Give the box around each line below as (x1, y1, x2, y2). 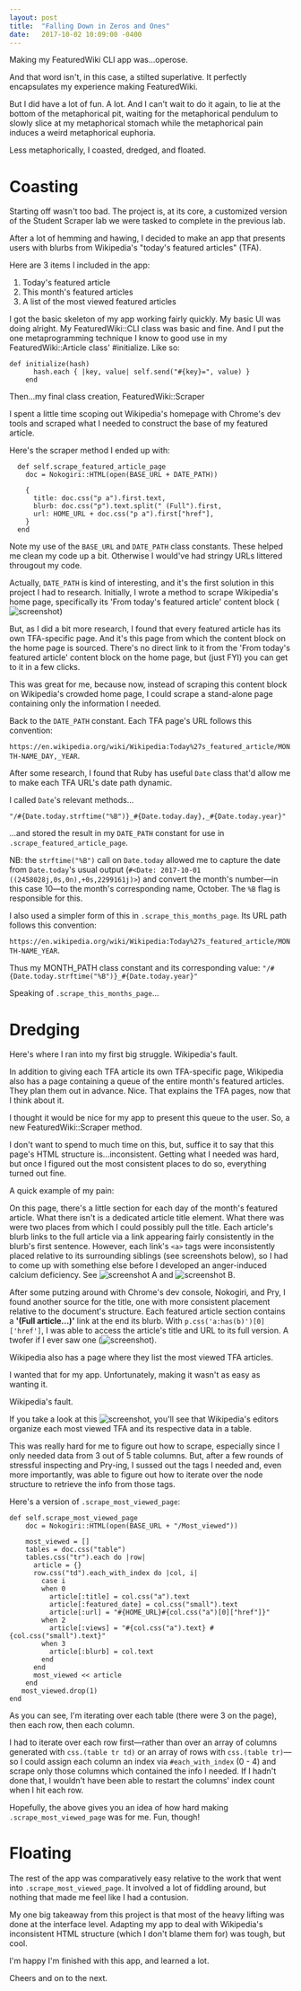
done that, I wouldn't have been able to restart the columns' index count (9, 1775, 275, 1786)
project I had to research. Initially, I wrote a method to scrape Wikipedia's (9, 587, 279, 598)
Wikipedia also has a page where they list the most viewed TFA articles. (9, 1352, 274, 1363)
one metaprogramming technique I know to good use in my (9, 333, 228, 344)
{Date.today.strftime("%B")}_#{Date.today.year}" (9, 972, 199, 982)
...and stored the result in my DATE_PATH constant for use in (9, 828, 225, 839)
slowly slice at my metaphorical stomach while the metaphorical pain (9, 118, 264, 128)
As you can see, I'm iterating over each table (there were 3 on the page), (9, 1710, 278, 1721)
